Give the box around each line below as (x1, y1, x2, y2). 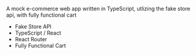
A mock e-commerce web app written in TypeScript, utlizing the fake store (6, 5, 191, 12)
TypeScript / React (14, 29, 61, 36)
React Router (14, 36, 47, 42)
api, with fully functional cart (6, 11, 77, 19)
